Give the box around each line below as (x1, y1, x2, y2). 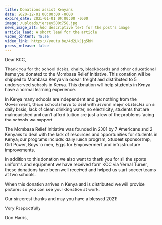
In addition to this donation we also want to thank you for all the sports (5, 156, 146, 162)
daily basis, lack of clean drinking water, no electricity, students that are (5, 106, 150, 112)
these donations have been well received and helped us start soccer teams (5, 166, 156, 173)
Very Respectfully (5, 205, 40, 211)
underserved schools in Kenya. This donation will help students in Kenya (5, 81, 151, 87)
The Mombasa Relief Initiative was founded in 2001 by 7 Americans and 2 (5, 126, 153, 132)
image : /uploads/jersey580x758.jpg (5, 20, 78, 26)
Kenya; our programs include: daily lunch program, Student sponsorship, (5, 137, 151, 142)
